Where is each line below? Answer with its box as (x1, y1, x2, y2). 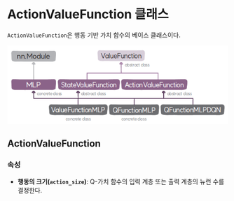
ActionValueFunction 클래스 (7, 6, 170, 22)
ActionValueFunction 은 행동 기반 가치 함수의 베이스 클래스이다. (7, 31, 181, 39)
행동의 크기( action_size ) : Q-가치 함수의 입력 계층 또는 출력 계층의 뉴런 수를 (17, 177, 225, 186)
